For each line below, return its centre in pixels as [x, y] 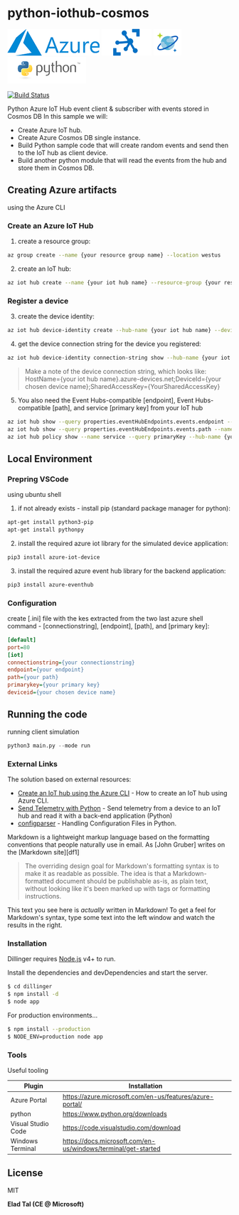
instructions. [43, 896]
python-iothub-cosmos [78, 13]
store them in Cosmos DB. [56, 168]
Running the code [47, 715]
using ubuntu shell [34, 495]
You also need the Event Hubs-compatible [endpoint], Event [106, 400]
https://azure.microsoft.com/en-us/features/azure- [138, 1096]
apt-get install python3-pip [51, 523]
